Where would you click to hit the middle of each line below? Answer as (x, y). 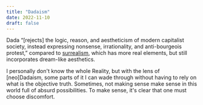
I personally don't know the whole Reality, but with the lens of (83, 71)
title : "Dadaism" (28, 12)
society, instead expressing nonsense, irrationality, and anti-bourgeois (94, 46)
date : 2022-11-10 (28, 17)
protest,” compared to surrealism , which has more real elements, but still (97, 53)
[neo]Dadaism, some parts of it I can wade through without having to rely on (101, 78)
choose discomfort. (31, 97)
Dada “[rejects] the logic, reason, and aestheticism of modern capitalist (95, 40)
